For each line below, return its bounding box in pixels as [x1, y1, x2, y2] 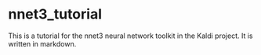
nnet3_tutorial [8, 5, 102, 23]
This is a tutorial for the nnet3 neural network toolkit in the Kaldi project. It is [8, 31, 253, 40]
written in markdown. [8, 39, 77, 48]
